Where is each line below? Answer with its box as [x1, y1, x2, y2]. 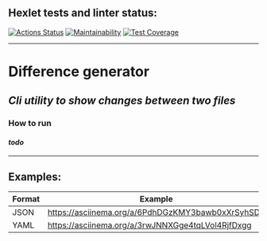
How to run [8, 118, 52, 129]
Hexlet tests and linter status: [8, 6, 157, 20]
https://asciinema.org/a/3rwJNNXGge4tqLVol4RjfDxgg [47, 220, 252, 231]
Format [12, 193, 41, 205]
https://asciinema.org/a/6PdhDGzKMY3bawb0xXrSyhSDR [47, 207, 265, 218]
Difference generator [8, 63, 149, 80]
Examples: [8, 170, 62, 183]
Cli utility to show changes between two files [8, 94, 236, 108]
